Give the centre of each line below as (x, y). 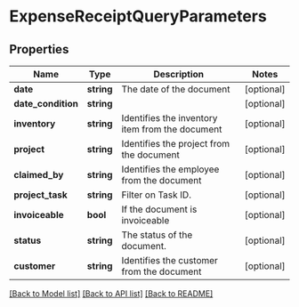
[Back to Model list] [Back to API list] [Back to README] (111, 294)
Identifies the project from (176, 144)
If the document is (159, 209)
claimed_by (39, 175)
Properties (39, 49)
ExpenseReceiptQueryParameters (138, 16)
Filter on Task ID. (156, 195)
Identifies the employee (170, 169)
